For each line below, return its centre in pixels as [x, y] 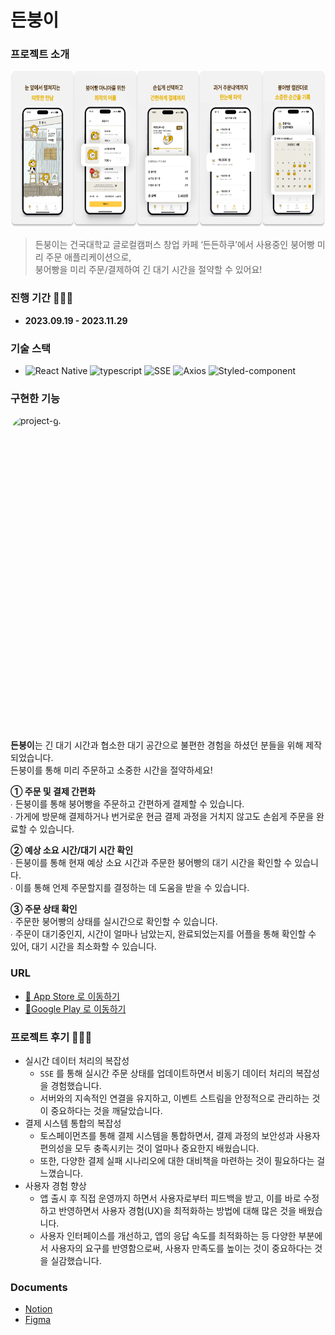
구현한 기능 [35, 398]
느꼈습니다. [61, 1173]
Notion [38, 1309]
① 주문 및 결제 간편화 [53, 792]
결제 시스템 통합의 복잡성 [73, 1123]
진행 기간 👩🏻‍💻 [42, 298]
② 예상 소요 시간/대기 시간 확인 [72, 850]
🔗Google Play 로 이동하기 [75, 1008]
